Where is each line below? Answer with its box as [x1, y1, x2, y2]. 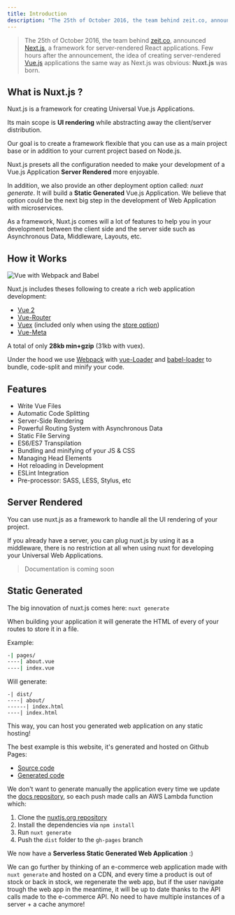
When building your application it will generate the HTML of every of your [7, 617, 219, 625]
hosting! [7, 729, 31, 738]
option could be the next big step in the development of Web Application [7, 196, 217, 205]
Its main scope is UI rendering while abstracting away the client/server [7, 118, 212, 127]
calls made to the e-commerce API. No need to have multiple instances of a [7, 893, 225, 901]
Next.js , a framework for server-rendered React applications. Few [24, 43, 214, 52]
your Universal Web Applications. [7, 551, 104, 560]
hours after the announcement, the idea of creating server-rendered [24, 50, 221, 60]
